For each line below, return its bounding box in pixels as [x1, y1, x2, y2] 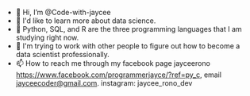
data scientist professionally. [15, 50, 110, 59]
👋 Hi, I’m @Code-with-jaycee [15, 8, 111, 17]
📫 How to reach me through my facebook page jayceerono [15, 59, 210, 67]
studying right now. [15, 33, 79, 42]
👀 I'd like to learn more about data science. [15, 16, 156, 25]
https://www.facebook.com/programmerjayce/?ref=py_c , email [15, 70, 222, 79]
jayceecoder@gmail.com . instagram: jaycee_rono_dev [15, 79, 193, 87]
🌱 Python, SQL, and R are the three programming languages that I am [15, 25, 242, 33]
